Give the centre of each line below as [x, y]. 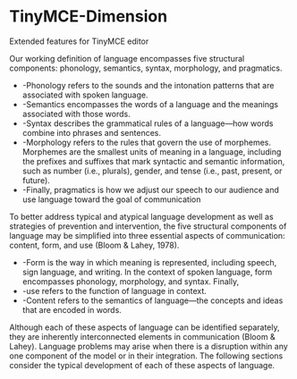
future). [36, 180]
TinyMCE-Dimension [89, 17]
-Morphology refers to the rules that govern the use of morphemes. [146, 142]
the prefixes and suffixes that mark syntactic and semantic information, [153, 161]
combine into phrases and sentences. [92, 132]
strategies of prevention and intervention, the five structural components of [148, 226]
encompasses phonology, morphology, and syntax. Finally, [131, 281]
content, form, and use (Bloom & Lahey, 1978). [94, 245]
